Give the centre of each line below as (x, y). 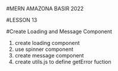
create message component (49, 55)
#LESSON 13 (22, 20)
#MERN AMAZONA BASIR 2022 (45, 9)
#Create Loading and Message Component (59, 31)
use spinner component (44, 49)
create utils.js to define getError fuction (63, 62)
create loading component (47, 43)
